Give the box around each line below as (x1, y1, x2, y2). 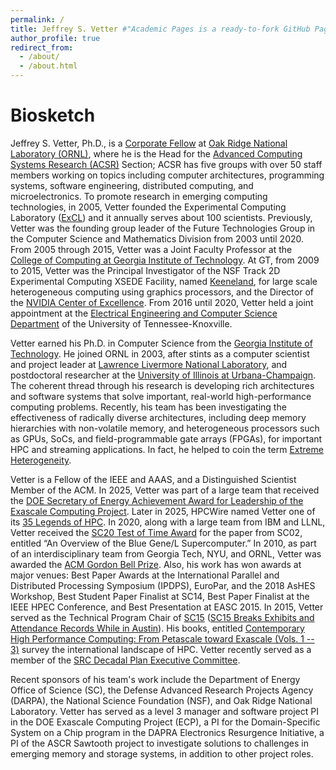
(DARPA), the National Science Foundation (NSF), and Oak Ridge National (10, 694, 313, 706)
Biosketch (10, 104, 96, 127)
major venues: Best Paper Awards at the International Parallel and (10, 569, 280, 581)
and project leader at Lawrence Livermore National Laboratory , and (10, 358, 288, 370)
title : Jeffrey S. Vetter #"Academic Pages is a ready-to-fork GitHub (10, 24, 311, 34)
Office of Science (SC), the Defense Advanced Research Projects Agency (10, 684, 314, 696)
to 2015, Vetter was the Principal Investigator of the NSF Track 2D (10, 264, 281, 276)
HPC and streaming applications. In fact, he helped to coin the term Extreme (10, 443, 324, 455)
